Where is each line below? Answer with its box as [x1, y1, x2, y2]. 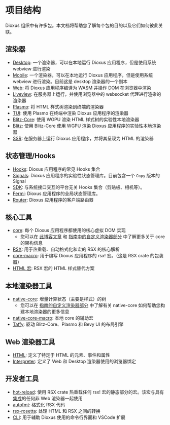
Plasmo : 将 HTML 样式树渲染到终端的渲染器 [12, 103, 104, 109]
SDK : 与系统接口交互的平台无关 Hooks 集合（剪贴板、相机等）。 [12, 184, 145, 190]
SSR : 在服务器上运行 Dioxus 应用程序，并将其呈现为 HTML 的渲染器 [12, 135, 154, 141]
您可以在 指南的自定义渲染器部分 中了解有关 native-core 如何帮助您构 [20, 302, 165, 308]
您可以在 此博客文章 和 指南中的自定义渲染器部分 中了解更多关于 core [20, 234, 165, 240]
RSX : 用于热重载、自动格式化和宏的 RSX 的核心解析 [12, 246, 120, 252]
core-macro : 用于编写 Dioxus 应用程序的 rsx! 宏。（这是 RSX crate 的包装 [12, 253, 164, 259]
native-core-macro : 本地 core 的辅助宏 [12, 315, 94, 321]
